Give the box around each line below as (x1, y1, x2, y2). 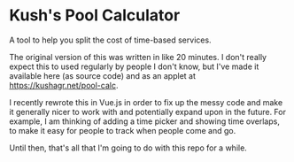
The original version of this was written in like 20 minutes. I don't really (9, 51, 267, 62)
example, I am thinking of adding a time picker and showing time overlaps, (9, 116, 281, 127)
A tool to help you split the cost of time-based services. (9, 35, 212, 45)
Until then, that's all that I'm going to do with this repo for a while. (9, 143, 248, 153)
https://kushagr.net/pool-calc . (9, 80, 119, 90)
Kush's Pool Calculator (9, 5, 181, 26)
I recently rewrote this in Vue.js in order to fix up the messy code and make (9, 96, 283, 107)
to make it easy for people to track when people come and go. (9, 125, 236, 135)
